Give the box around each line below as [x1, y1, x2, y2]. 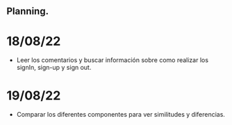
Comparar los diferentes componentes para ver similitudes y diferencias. [16, 110, 225, 119]
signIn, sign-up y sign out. [16, 64, 92, 72]
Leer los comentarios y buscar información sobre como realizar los [16, 56, 209, 64]
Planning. [6, 6, 49, 17]
